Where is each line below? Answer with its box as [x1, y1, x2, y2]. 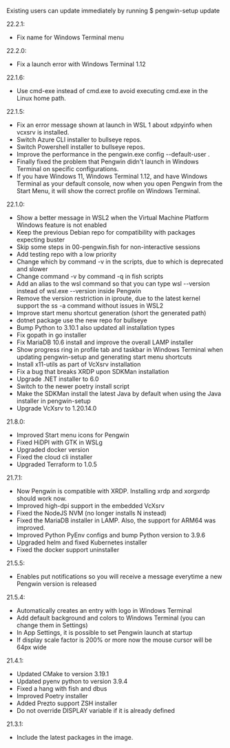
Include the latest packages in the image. [16, 734, 134, 741]
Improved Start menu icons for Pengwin [16, 431, 129, 439]
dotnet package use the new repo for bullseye [16, 316, 147, 324]
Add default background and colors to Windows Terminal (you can [16, 614, 205, 622]
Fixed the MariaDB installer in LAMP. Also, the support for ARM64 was [16, 516, 216, 524]
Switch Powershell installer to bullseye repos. [16, 143, 145, 151]
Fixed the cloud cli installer [16, 453, 93, 461]
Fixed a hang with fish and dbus [16, 685, 107, 693]
